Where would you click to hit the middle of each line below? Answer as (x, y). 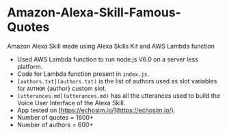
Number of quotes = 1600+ (55, 117)
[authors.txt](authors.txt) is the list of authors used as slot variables (117, 81)
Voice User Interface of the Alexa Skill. (71, 103)
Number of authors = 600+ (55, 124)
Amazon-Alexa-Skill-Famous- (94, 13)
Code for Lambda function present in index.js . (83, 74)
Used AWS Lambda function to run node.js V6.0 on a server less (107, 59)
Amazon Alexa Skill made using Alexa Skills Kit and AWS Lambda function (111, 46)
